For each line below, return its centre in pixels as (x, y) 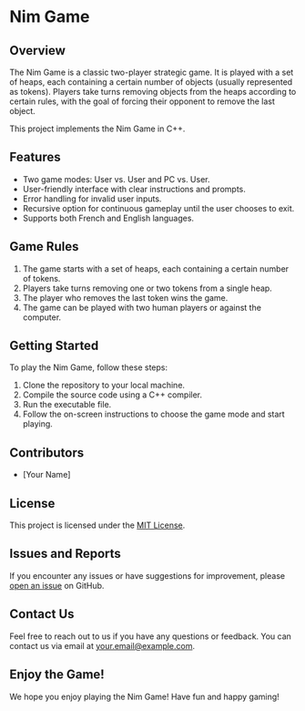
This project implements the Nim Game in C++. (97, 129)
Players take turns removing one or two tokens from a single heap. (147, 288)
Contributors (47, 453)
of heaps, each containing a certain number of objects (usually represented (151, 82)
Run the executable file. (67, 405)
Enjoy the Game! (57, 675)
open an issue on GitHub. (57, 585)
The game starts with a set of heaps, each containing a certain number (156, 268)
